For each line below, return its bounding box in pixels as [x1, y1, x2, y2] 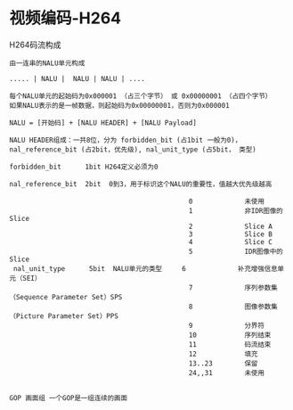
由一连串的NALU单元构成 [9, 59, 85, 68]
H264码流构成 [9, 39, 61, 50]
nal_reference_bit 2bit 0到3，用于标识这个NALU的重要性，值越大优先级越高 [9, 179, 273, 188]
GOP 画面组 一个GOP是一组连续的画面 [9, 393, 127, 402]
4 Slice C [188, 237, 273, 246]
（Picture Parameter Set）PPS [9, 311, 118, 321]
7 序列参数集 [188, 283, 278, 292]
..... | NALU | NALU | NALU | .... [9, 74, 145, 83]
